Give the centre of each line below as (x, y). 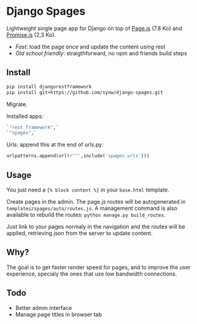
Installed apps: (25, 116)
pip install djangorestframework (49, 87)
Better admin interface (44, 307)
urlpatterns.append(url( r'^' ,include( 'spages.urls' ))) (78, 156)
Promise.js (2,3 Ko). (31, 34)
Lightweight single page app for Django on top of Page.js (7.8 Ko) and (94, 28)
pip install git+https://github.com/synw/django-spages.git (85, 92)
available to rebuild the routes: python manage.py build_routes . (86, 214)
